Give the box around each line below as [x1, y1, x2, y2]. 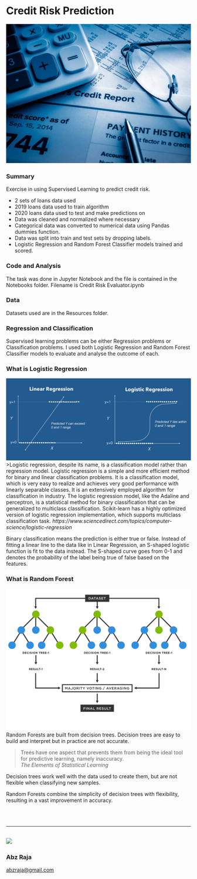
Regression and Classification [6, 324, 94, 332]
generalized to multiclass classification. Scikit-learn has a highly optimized [6, 505, 186, 512]
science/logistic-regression [6, 524, 72, 531]
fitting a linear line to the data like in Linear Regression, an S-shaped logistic [6, 542, 189, 549]
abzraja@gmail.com [6, 867, 55, 874]
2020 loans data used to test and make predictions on [14, 210, 145, 217]
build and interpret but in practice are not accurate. [6, 738, 130, 745]
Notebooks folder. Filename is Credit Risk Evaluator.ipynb [6, 281, 145, 288]
